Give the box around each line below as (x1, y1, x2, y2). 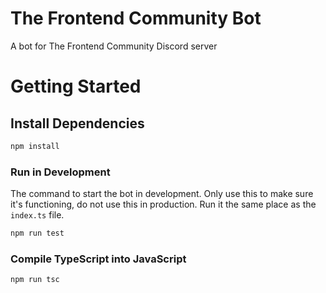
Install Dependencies (10, 115, 145, 132)
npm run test (10, 228, 65, 239)
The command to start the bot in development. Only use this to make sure (10, 188, 314, 200)
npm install (10, 141, 60, 151)
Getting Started (10, 75, 142, 98)
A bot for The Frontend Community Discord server (10, 40, 218, 52)
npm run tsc (10, 275, 60, 285)
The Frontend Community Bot (10, 7, 262, 30)
